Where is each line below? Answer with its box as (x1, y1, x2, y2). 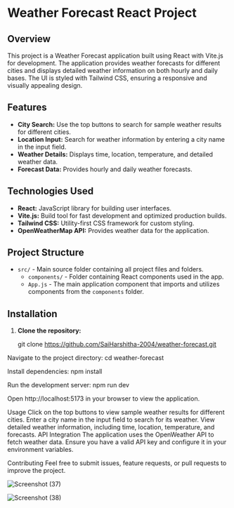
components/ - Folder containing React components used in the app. (27, 272, 224, 281)
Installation (7, 307, 58, 320)
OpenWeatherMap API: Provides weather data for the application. (17, 226, 209, 234)
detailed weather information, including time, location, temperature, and (7, 423, 215, 432)
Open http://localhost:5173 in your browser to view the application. (7, 394, 200, 403)
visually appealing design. (7, 81, 83, 89)
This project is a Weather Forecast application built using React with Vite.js (7, 51, 223, 60)
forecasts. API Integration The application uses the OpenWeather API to (7, 430, 214, 439)
